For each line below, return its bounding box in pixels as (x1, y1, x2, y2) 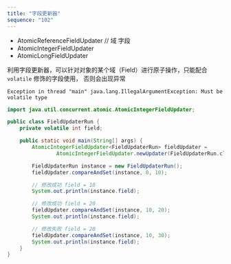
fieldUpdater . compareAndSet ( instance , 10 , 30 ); (32, 232, 170, 238)
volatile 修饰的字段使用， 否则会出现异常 (7, 74, 126, 83)
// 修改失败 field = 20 (32, 225, 96, 232)
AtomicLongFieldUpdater (16, 51, 88, 59)
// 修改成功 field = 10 (32, 181, 96, 188)
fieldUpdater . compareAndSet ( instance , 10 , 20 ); (32, 207, 170, 214)
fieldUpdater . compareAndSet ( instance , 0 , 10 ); (32, 169, 168, 176)
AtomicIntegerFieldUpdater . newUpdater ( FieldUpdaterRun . (56, 150, 220, 157)
